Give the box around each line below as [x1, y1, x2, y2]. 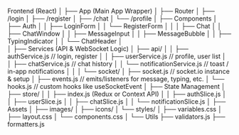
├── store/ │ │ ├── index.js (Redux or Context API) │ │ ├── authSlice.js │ [7, 90, 227, 98]
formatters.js [7, 120, 45, 128]
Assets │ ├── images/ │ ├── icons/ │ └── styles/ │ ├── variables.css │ [7, 105, 223, 113]
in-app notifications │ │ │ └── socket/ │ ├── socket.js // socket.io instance [7, 67, 230, 75]
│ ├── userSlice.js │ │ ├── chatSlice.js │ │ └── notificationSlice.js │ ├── [7, 97, 226, 106]
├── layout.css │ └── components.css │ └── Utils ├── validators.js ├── [7, 112, 225, 121]
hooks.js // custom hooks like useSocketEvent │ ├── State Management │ [7, 82, 225, 90]
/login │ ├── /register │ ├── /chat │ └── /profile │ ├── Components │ [7, 14, 218, 23]
